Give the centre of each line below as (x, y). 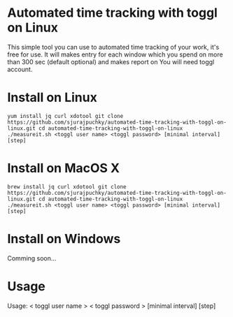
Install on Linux (52, 97)
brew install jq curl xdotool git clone (67, 186)
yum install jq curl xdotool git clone (65, 116)
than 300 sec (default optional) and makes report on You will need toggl (111, 61)
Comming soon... (32, 258)
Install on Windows (64, 239)
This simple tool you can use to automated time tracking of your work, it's (113, 47)
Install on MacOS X (64, 168)
